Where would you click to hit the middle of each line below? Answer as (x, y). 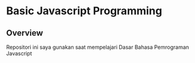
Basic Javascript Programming (84, 11)
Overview (25, 33)
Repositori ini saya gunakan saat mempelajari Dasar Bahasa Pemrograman (98, 47)
